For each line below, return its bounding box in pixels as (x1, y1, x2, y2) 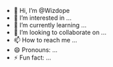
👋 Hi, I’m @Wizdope (13, 7, 70, 14)
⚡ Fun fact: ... (13, 53, 51, 62)
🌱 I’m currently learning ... (13, 21, 87, 29)
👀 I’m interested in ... (13, 14, 72, 22)
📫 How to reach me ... (13, 36, 77, 44)
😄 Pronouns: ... (13, 46, 58, 54)
